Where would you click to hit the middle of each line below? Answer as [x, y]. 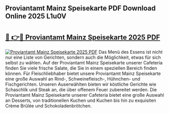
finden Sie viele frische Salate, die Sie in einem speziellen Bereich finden [81, 68]
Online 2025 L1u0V [36, 16]
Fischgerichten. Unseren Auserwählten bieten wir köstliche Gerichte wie [81, 84]
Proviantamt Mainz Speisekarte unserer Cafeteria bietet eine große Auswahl [84, 95]
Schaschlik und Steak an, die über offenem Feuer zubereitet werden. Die [81, 90]
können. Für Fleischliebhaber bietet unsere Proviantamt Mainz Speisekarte [83, 73]
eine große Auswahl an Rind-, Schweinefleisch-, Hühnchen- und [73, 79]
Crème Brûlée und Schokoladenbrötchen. [49, 106]
